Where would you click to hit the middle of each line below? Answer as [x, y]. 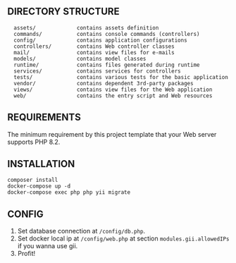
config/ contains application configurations [101, 40]
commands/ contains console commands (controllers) [107, 34]
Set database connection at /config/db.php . [81, 231]
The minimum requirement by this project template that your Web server [112, 134]
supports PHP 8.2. [34, 142]
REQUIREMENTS [44, 117]
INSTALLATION [41, 164]
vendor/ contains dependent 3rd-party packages [104, 83]
